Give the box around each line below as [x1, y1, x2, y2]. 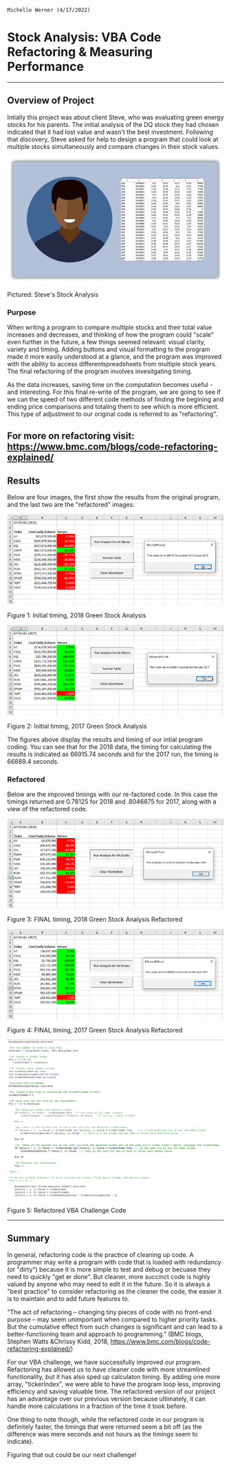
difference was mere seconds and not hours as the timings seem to [7, 1430, 198, 1438]
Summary [7, 1233, 50, 1245]
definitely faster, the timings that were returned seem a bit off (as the [7, 1423, 202, 1431]
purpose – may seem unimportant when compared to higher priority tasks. [7, 1316, 218, 1324]
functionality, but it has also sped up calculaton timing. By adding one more [7, 1373, 221, 1381]
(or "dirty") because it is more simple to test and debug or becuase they [7, 1265, 211, 1274]
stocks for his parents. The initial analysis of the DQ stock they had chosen [7, 120, 219, 128]
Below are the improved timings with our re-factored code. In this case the [7, 790, 218, 798]
